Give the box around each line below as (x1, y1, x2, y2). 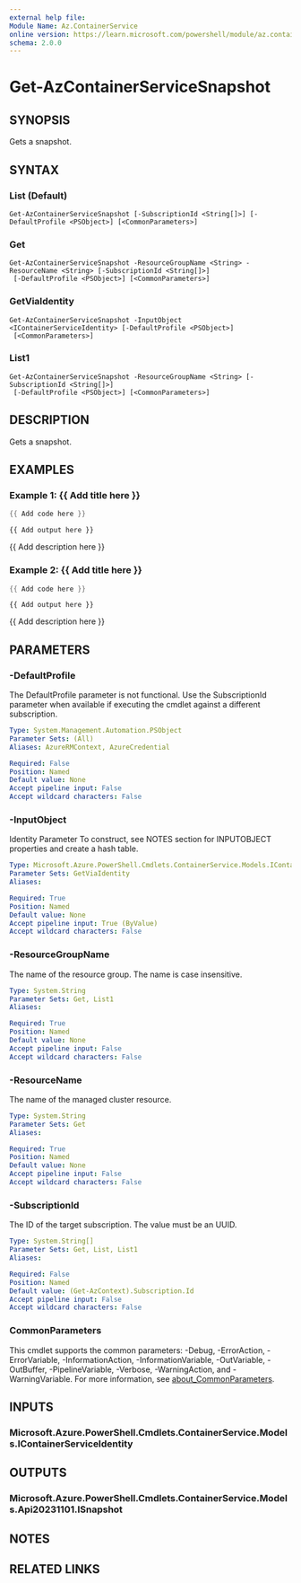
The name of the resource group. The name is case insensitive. (9, 969, 243, 980)
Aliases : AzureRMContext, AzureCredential (9, 743, 170, 752)
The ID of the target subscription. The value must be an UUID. (9, 1219, 237, 1230)
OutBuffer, (9, 1364, 47, 1375)
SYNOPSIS (9, 112, 71, 128)
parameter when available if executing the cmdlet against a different (9, 699, 262, 710)
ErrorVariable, (9, 1354, 61, 1365)
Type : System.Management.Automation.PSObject (9, 726, 182, 735)
